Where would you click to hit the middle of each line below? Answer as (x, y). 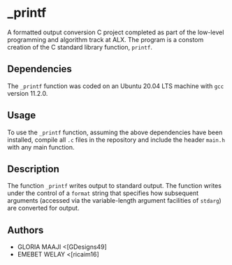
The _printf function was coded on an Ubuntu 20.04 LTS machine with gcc (116, 86)
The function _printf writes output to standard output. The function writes (115, 186)
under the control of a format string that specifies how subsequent (103, 193)
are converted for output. (43, 208)
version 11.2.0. (28, 93)
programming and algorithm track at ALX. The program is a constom (106, 39)
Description (33, 169)
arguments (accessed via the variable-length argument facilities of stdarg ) (114, 201)
